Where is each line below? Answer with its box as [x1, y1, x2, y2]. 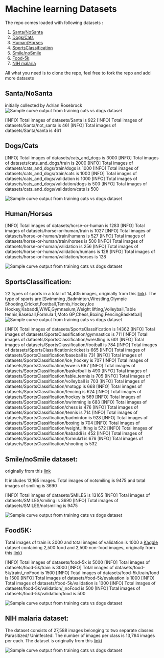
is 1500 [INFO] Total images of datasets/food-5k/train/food [40, 570, 159, 576]
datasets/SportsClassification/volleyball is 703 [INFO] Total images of [5, 379, 145, 384]
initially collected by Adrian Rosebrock [5, 102, 82, 108]
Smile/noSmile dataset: [5, 455, 78, 463]
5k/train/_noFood [5, 570, 40, 576]
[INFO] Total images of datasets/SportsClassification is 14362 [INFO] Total [5, 326, 155, 332]
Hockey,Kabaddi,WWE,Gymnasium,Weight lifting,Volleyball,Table [5, 306, 136, 312]
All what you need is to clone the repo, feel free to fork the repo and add [5, 70, 151, 76]
